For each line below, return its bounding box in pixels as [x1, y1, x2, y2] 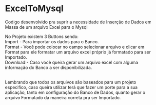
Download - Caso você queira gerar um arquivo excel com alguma [5, 59, 138, 65]
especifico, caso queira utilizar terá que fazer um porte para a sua [5, 84, 138, 90]
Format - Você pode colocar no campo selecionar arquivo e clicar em [5, 44, 145, 50]
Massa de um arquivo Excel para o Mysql [5, 24, 88, 30]
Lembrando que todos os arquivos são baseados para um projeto [5, 79, 136, 85]
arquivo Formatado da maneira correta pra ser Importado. [5, 94, 121, 100]
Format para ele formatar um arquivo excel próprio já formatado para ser [5, 49, 151, 55]
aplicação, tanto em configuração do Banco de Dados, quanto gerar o [5, 89, 145, 95]
